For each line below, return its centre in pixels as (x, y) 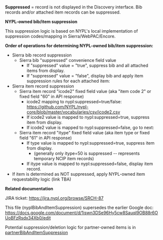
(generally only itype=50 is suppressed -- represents (87, 153)
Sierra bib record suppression (42, 55)
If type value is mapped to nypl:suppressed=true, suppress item (90, 143)
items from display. (46, 71)
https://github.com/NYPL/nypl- (57, 107)
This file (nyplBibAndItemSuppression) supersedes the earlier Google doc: (79, 207)
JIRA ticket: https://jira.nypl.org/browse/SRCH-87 (54, 198)
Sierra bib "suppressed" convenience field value (68, 60)
